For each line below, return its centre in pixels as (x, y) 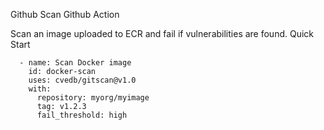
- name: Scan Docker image (75, 63)
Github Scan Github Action (65, 14)
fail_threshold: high (82, 115)
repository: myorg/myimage (93, 98)
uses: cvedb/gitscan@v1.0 (82, 80)
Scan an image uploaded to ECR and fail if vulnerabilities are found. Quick (162, 33)
